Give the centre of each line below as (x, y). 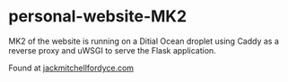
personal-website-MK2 (98, 16)
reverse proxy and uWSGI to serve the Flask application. (112, 50)
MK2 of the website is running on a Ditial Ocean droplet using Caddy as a (144, 41)
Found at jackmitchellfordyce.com (71, 68)
